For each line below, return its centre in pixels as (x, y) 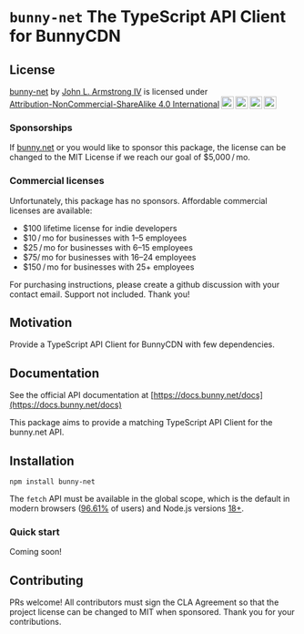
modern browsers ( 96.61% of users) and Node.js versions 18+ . (127, 508)
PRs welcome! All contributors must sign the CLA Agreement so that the (144, 602)
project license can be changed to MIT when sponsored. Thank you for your (152, 612)
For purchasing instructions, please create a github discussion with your (145, 284)
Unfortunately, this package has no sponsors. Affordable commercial (138, 200)
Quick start (35, 532)
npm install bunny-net (52, 482)
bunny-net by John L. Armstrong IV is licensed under (109, 92)
